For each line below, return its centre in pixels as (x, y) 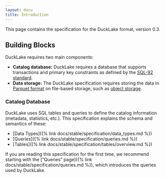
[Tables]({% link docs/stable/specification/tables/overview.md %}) (82, 144)
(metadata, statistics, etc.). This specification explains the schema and (79, 118)
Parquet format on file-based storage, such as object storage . (77, 89)
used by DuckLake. (25, 170)
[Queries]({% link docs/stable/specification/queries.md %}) (75, 139)
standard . (23, 78)
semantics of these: (26, 123)
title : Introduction (27, 15)
